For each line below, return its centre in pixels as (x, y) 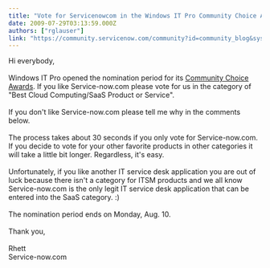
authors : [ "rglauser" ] (46, 30)
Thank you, (27, 231)
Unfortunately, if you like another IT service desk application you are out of (132, 172)
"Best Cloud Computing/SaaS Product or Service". (92, 95)
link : (17, 38)
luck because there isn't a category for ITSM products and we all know (125, 181)
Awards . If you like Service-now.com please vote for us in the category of (130, 87)
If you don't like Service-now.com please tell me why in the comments (125, 112)
